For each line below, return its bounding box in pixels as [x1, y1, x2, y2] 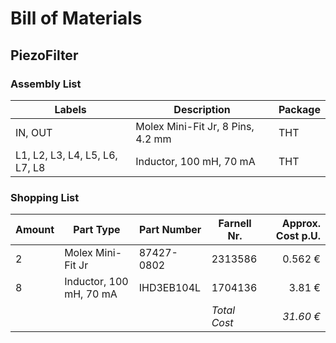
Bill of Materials [10, 7, 143, 30]
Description [173, 102, 231, 116]
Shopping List [10, 190, 80, 204]
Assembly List [10, 77, 82, 91]
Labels [54, 102, 87, 116]
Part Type [73, 223, 121, 237]
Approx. [281, 217, 321, 231]
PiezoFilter [10, 47, 79, 64]
